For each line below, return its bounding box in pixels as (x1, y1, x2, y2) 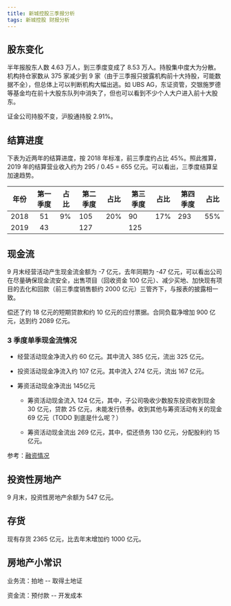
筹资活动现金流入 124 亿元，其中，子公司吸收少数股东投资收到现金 (27, 397, 216, 405)
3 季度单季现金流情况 (7, 335, 77, 345)
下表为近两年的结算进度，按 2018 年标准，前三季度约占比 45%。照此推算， (7, 154, 220, 163)
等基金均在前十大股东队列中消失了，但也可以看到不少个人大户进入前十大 (7, 89, 212, 97)
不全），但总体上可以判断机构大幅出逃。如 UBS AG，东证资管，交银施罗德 (12, 81, 221, 89)
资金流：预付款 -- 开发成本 (7, 591, 82, 599)
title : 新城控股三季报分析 (7, 10, 76, 17)
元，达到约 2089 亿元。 (7, 316, 74, 324)
